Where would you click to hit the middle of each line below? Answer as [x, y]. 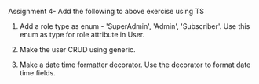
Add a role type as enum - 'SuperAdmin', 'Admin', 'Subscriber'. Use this [135, 26]
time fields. [38, 73]
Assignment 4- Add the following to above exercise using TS [106, 11]
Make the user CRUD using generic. [77, 49]
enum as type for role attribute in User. [82, 35]
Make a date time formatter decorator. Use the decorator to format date [135, 65]
